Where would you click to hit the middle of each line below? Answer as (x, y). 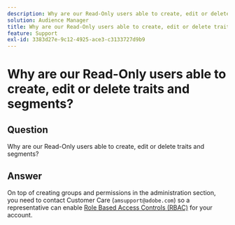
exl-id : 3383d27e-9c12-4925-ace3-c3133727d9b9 (76, 40)
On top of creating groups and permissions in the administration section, (112, 192)
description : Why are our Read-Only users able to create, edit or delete (119, 14)
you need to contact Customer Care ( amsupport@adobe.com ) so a (99, 200)
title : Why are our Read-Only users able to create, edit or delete (109, 27)
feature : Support (33, 33)
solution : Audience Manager (48, 20)
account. (20, 215)
